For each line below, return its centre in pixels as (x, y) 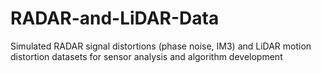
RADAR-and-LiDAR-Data (115, 18)
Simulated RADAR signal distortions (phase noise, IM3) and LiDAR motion (161, 46)
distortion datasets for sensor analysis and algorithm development (146, 56)
